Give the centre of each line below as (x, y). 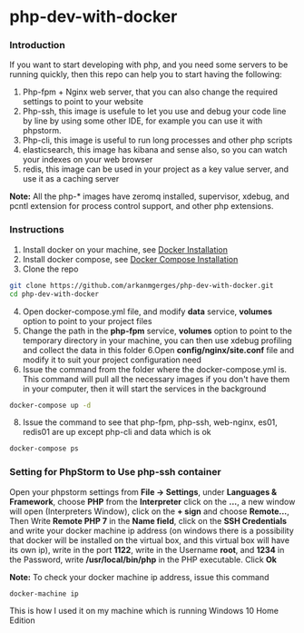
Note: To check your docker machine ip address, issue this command (139, 577)
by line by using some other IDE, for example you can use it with (142, 121)
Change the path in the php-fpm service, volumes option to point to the (157, 331)
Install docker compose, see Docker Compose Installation (130, 259)
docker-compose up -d (50, 405)
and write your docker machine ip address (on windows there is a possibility (152, 530)
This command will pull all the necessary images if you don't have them (156, 379)
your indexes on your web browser (88, 160)
